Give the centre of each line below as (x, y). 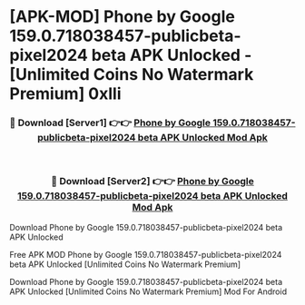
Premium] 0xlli (65, 94)
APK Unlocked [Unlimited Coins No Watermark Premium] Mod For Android (148, 291)
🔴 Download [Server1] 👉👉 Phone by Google (110, 123)
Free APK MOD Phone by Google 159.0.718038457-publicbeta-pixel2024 (146, 254)
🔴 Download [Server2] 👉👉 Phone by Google (152, 182)
